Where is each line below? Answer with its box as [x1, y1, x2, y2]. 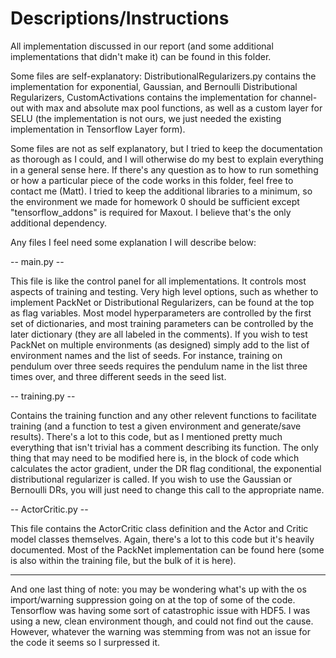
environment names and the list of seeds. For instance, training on [10, 349, 283, 361]
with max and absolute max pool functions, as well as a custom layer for [26, 102, 323, 114]
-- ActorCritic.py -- [10, 503, 89, 515]
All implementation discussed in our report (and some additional [10, 40, 274, 52]
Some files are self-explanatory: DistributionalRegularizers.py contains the [10, 70, 317, 82]
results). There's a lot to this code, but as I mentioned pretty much [10, 430, 283, 442]
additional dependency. [10, 217, 107, 229]
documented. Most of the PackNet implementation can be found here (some [10, 543, 325, 556]
